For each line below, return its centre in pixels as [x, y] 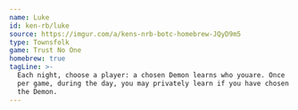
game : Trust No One [46, 51]
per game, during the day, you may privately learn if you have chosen [153, 83]
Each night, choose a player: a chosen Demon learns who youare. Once [151, 75]
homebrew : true [37, 59]
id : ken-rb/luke [39, 26]
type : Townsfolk [39, 42]
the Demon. [37, 91]
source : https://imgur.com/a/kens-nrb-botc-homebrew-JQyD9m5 [125, 34]
